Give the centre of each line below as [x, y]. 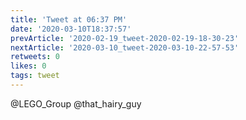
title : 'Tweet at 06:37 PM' [69, 19]
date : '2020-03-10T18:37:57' [71, 29]
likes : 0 [28, 66]
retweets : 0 [35, 57]
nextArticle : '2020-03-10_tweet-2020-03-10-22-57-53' [125, 47]
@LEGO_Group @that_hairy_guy [76, 103]
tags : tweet [35, 76]
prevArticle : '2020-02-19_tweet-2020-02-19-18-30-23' [125, 38]
